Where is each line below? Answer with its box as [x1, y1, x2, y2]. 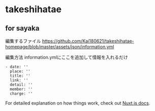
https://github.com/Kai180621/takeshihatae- [42, 38, 135, 44]
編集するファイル [5, 38, 41, 44]
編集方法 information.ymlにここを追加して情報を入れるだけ [5, 54, 128, 60]
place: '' [10, 69, 30, 74]
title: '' [10, 73, 30, 78]
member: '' [10, 87, 33, 92]
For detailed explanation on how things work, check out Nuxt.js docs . [5, 100, 150, 106]
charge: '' [10, 91, 33, 96]
